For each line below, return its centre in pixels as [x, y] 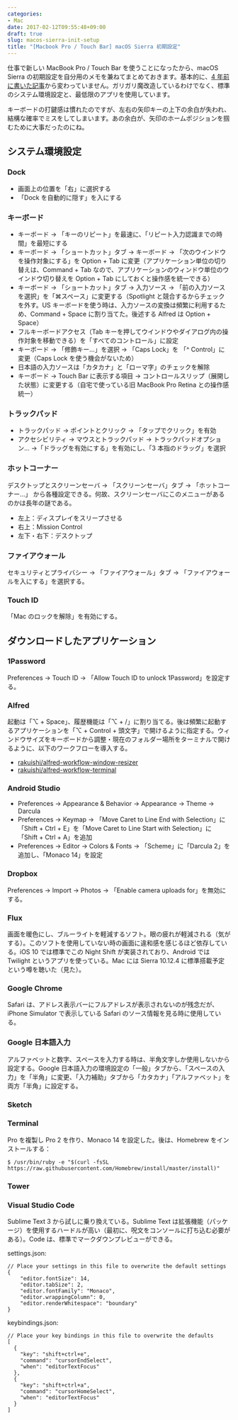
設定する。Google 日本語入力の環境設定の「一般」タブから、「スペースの [113, 1068]
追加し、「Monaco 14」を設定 [60, 855]
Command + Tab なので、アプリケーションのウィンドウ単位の [132, 269]
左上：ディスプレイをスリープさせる [70, 518]
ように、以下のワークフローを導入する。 [72, 749]
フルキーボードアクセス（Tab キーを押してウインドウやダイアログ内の [120, 331]
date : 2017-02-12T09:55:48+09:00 [57, 27]
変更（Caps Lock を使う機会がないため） [78, 358]
